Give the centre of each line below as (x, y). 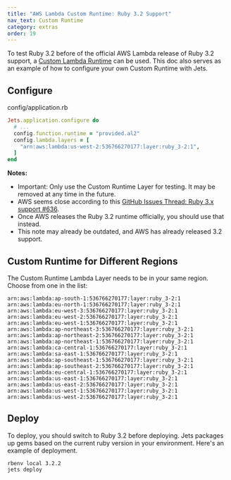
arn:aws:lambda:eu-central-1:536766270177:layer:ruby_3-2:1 (98, 372)
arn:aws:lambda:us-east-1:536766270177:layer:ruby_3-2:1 (93, 379)
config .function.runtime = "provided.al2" (77, 133)
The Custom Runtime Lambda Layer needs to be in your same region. (108, 278)
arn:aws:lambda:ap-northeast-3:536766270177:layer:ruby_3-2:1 (100, 329)
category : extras (33, 27)
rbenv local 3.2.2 (34, 463)
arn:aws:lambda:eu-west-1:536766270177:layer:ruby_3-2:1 (93, 323)
